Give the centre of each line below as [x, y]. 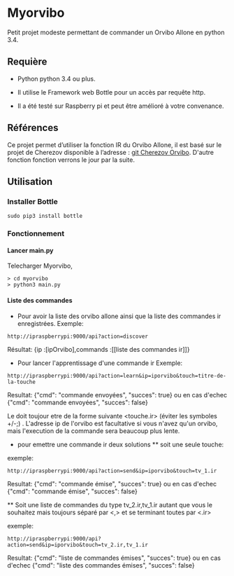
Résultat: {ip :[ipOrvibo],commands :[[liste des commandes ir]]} [98, 349]
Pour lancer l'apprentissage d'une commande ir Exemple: [100, 363]
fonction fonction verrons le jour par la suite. [71, 160]
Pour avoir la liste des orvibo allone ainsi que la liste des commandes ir [119, 316]
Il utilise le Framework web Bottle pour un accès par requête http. [111, 92]
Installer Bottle [32, 201]
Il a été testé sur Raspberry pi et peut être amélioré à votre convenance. [120, 106]
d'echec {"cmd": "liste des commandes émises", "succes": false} [101, 565]
